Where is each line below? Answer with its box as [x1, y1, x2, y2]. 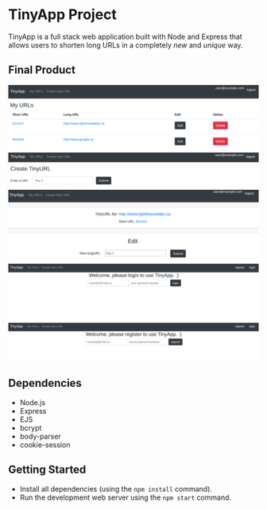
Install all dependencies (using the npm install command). [19, 484, 213, 493]
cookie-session [19, 439, 71, 450]
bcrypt [19, 423, 42, 432]
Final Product [8, 64, 75, 77]
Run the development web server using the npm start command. [19, 493, 232, 502]
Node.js [19, 397, 46, 407]
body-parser [19, 431, 61, 441]
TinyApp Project [8, 6, 118, 24]
